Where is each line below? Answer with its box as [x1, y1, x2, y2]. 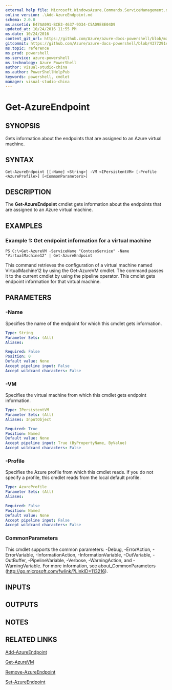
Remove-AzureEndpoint [5, 668, 56, 675]
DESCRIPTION [5, 187, 51, 196]
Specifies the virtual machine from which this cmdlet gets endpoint [5, 392, 147, 398]
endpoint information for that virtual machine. [5, 278, 101, 285]
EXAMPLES [5, 221, 42, 230]
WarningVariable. [5, 563, 42, 569]
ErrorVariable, [5, 551, 35, 558]
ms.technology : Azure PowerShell [5, 60, 77, 65]
